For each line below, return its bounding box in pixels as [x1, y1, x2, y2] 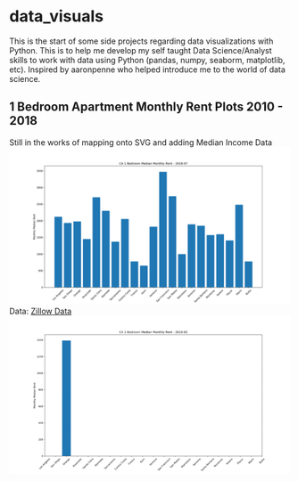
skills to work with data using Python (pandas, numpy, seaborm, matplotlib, [9, 54, 286, 65]
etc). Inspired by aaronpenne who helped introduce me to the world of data [9, 64, 286, 75]
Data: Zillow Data [9, 306, 72, 317]
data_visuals [9, 6, 104, 27]
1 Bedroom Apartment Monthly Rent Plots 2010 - [9, 100, 284, 115]
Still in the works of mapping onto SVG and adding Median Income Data [9, 136, 273, 148]
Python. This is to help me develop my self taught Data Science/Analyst [9, 45, 272, 55]
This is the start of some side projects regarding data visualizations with [9, 36, 274, 46]
